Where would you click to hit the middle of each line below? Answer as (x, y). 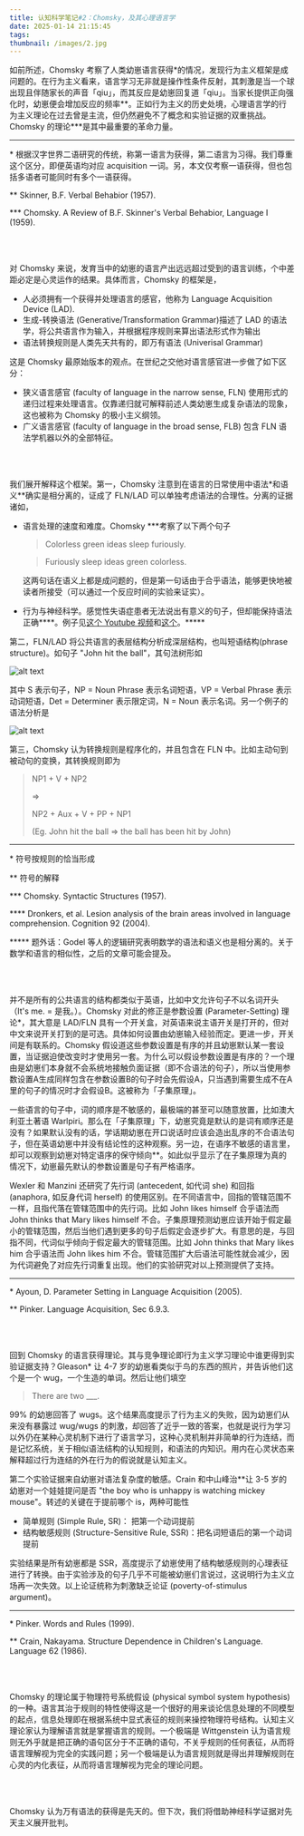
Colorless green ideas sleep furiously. (116, 544)
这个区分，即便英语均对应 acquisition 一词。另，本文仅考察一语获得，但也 (147, 166)
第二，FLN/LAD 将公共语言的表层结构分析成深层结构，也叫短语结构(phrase (149, 642)
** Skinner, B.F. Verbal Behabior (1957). (83, 195)
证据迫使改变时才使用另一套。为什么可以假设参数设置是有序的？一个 (160, 1056)
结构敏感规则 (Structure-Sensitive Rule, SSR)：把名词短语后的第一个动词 (157, 1532)
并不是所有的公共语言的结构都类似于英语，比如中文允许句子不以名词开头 (144, 1000)
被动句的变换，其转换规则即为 (65, 761)
